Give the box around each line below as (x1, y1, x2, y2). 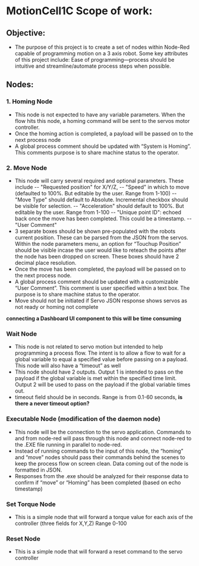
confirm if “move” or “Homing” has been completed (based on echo (14, 479, 181, 486)
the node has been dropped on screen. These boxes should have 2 (14, 252, 179, 260)
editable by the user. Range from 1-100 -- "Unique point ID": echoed (14, 208, 182, 216)
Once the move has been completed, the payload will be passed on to (14, 265, 186, 273)
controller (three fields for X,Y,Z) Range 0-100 (14, 520, 127, 527)
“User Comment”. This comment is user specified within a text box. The (14, 284, 190, 292)
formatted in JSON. (14, 466, 62, 473)
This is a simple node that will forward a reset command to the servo (14, 548, 183, 555)
